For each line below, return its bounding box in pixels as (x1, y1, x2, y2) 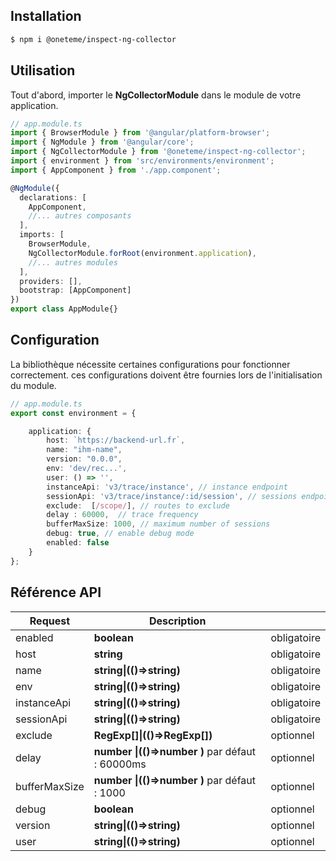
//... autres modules (28, 257, 118, 268)
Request (29, 614, 71, 628)
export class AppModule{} (10, 304, 118, 314)
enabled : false (46, 538, 110, 548)
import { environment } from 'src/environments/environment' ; (10, 156, 275, 166)
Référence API (10, 584, 102, 601)
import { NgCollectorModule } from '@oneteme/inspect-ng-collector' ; (10, 147, 307, 157)
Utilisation (10, 62, 76, 79)
